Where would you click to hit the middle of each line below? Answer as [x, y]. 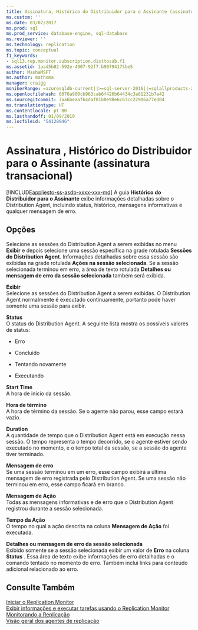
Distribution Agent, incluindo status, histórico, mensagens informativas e [94, 205]
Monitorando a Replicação [38, 614]
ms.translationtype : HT [35, 105]
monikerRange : [24, 89]
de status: [18, 329]
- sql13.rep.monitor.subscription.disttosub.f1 [66, 61]
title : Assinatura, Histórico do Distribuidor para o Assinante [87, 12]
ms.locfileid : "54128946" [38, 122]
